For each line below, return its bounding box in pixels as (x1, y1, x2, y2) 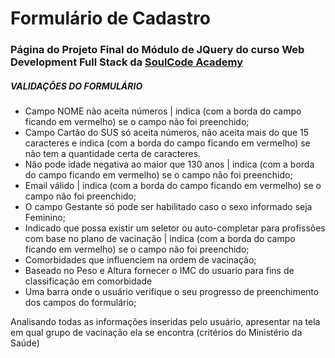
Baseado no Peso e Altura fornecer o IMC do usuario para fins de (24, 265, 295, 277)
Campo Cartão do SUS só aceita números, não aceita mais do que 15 (24, 127, 310, 139)
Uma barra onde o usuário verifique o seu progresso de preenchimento (24, 286, 320, 298)
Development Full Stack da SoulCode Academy (10, 55, 244, 69)
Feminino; (24, 212, 66, 224)
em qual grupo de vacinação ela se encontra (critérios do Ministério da (10, 327, 303, 339)
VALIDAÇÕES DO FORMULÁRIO (10, 80, 143, 92)
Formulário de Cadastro (10, 7, 211, 30)
